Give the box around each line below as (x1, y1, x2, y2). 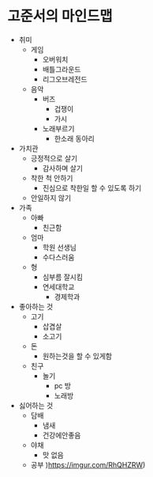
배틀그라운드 (42, 64, 81, 74)
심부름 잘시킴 (42, 272, 84, 282)
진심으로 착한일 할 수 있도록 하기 (42, 183, 142, 192)
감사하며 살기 (42, 163, 84, 172)
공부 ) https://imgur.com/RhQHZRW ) (30, 460, 146, 469)
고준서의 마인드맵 (7, 7, 113, 25)
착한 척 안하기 (30, 173, 73, 183)
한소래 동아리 (54, 134, 95, 143)
